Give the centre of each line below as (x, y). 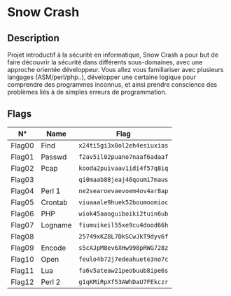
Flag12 (22, 282)
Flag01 (22, 157)
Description (33, 38)
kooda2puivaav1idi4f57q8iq (124, 168)
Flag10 (22, 259)
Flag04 (22, 191)
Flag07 (22, 225)
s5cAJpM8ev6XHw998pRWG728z (124, 248)
